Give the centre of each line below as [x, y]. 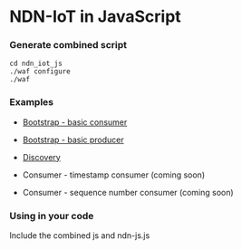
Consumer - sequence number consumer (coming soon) [128, 192]
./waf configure [40, 72]
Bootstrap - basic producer [73, 139]
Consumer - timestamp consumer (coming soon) [114, 175]
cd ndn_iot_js [36, 64]
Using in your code [52, 216]
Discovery [41, 157]
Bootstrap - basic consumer [75, 122]
